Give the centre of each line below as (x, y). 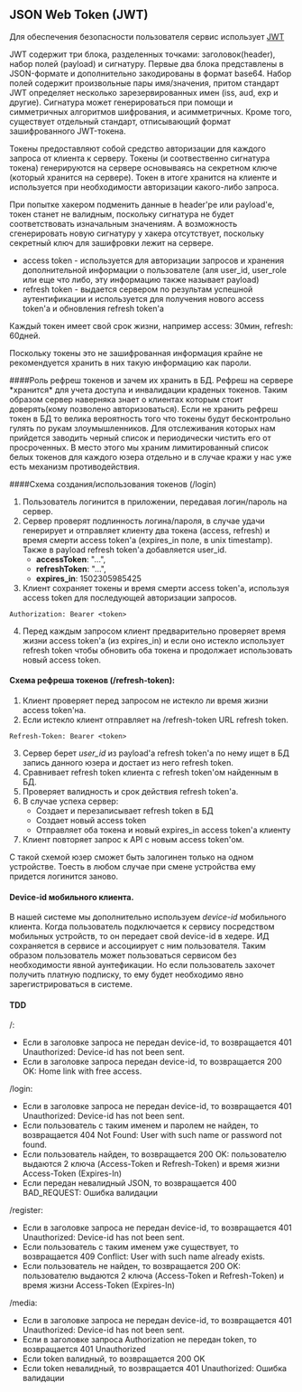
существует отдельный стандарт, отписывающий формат (120, 121)
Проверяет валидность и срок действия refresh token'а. (130, 792)
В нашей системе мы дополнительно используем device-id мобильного (148, 917)
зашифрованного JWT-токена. (68, 131)
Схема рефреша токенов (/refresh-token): (92, 681)
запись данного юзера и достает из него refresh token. (128, 763)
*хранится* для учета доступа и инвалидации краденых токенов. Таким (149, 390)
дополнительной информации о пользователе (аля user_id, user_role (154, 269)
